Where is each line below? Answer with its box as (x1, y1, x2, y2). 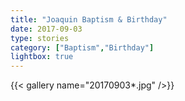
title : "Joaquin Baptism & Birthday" (10, 14, 168, 25)
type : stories (10, 33, 70, 43)
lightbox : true (10, 52, 74, 62)
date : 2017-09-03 (10, 24, 83, 34)
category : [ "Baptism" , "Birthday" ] (10, 42, 155, 53)
